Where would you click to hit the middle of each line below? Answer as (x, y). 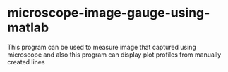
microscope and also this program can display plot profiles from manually (114, 55)
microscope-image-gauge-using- (109, 13)
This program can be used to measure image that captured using (102, 47)
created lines (26, 62)
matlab (28, 28)
